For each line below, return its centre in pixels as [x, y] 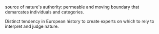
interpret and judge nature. [32, 26]
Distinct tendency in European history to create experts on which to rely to [80, 21]
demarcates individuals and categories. [45, 12]
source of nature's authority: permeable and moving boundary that [72, 7]
